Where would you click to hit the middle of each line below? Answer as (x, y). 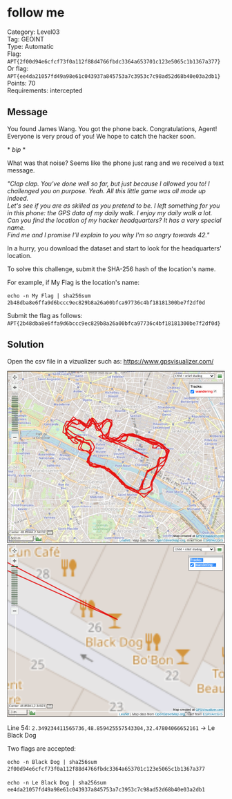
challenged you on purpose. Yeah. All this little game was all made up (106, 190)
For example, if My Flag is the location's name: (74, 282)
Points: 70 (21, 83)
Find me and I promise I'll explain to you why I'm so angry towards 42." (108, 235)
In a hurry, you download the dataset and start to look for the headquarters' (115, 248)
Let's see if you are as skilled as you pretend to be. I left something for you (114, 206)
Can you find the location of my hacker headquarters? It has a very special (114, 220)
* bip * (17, 149)
